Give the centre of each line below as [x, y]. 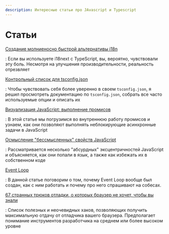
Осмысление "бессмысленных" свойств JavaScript [61, 140]
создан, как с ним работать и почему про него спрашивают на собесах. [83, 185]
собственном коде [25, 160]
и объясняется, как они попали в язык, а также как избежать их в [76, 155]
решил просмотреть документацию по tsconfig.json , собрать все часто [84, 94]
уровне [13, 226]
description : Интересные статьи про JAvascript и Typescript [71, 10]
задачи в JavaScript [26, 130]
